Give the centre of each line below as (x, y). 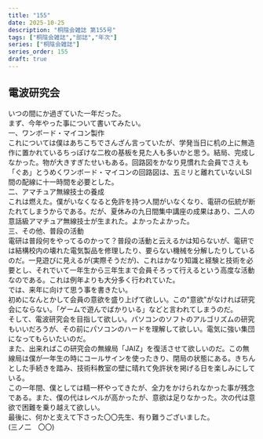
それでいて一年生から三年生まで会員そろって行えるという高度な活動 (145, 270)
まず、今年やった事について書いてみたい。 (77, 123)
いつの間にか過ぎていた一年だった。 (67, 113)
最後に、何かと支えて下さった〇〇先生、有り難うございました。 (111, 417)
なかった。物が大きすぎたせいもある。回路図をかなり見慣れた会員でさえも (128, 162)
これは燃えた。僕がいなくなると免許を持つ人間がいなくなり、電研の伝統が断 (132, 201)
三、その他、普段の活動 (46, 230)
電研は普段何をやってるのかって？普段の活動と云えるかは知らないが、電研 (128, 241)
